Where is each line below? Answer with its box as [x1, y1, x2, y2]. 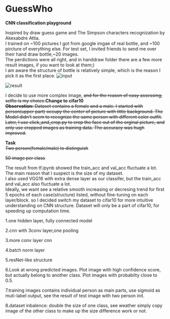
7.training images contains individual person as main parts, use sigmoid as [5, 287, 161, 293]
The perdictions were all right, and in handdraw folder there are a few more [5, 56, 162, 62]
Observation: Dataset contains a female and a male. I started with [5, 103, 143, 109]
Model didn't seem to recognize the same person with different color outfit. [5, 113, 162, 119]
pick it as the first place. [5, 72, 56, 78]
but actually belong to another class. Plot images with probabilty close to [5, 272, 157, 278]
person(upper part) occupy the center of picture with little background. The [5, 108, 163, 114]
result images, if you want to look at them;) [5, 62, 95, 68]
